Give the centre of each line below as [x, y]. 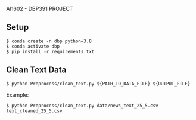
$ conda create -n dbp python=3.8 [49, 41]
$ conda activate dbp [33, 46]
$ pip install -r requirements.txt [50, 51]
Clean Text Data [36, 70]
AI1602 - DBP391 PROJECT [40, 9]
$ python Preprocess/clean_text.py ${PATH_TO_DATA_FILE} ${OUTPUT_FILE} [98, 84]
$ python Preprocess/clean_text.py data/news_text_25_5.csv [83, 106]
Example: [18, 94]
